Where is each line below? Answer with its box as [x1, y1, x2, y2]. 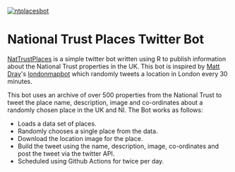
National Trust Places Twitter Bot [7, 32, 205, 47]
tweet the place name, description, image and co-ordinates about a [7, 98, 203, 106]
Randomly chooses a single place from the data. [17, 127, 158, 135]
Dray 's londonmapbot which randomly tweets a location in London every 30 [7, 69, 228, 78]
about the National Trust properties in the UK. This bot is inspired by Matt [7, 62, 220, 70]
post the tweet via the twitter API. [17, 149, 115, 158]
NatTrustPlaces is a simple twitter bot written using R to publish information [7, 54, 227, 63]
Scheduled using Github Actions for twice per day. [17, 156, 164, 165]
